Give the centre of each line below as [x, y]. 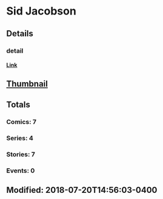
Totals [18, 104]
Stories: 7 [21, 154]
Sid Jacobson [42, 11]
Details [20, 34]
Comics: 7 [22, 122]
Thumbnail [27, 84]
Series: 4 [20, 138]
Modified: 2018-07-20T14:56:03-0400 [82, 190]
